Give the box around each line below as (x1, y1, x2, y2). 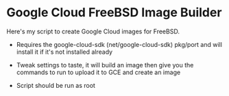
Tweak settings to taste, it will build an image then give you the (16, 61, 194, 69)
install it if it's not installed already (16, 48, 113, 56)
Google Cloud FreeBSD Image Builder (6, 5, 222, 20)
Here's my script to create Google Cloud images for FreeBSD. (6, 27, 180, 35)
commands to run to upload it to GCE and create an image (16, 68, 181, 76)
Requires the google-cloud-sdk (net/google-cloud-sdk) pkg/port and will (16, 40, 222, 48)
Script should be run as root (16, 81, 95, 89)
